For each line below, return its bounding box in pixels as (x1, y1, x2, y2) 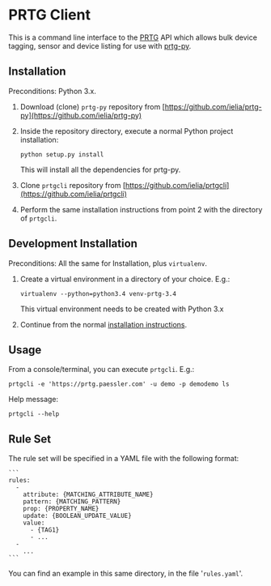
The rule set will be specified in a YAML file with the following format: (8, 454, 239, 464)
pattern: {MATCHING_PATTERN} (23, 498, 121, 506)
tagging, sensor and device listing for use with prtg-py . (8, 41, 192, 50)
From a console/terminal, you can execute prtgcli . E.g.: (8, 365, 195, 374)
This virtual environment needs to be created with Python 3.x (19, 304, 224, 314)
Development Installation (8, 237, 138, 250)
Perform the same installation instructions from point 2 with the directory (19, 204, 263, 214)
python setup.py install (19, 150, 104, 159)
